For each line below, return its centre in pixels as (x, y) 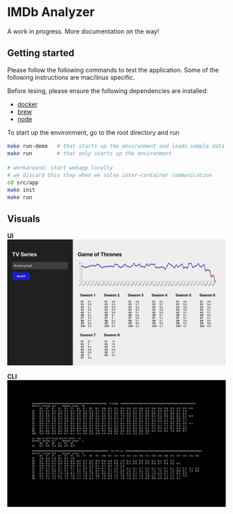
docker (27, 104)
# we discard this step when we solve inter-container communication (110, 175)
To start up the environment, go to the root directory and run (94, 132)
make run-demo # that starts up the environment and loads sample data (116, 146)
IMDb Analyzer (51, 12)
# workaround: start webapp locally (60, 168)
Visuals (24, 219)
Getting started (41, 53)
